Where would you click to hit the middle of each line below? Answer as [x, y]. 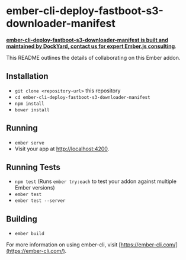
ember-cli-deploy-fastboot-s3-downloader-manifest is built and [87, 40]
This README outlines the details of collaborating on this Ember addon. [93, 57]
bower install [32, 110]
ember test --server [40, 201]
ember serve [29, 143]
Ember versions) [35, 188]
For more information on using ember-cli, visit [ [64, 245]
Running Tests [33, 167]
